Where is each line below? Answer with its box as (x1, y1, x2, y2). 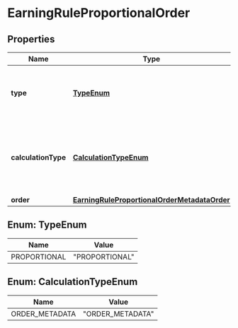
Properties (7, 33, 55, 45)
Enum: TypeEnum (7, 219, 87, 231)
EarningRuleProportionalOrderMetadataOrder (72, 195, 230, 204)
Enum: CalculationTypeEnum (7, 276, 138, 288)
